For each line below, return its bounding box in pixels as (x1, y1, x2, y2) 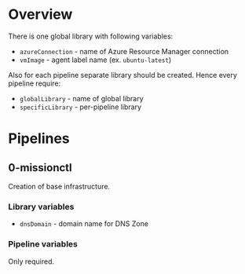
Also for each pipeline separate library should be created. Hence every (8, 70, 238, 79)
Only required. (8, 257, 55, 266)
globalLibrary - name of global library (19, 93, 144, 103)
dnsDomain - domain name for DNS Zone (19, 219, 149, 228)
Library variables (8, 201, 75, 212)
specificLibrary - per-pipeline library (19, 102, 142, 111)
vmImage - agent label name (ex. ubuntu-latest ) (19, 55, 172, 64)
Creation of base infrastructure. (8, 181, 111, 191)
